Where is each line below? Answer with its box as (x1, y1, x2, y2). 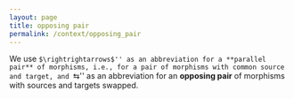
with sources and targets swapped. (9, 80, 139, 91)
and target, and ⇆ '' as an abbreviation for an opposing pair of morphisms (9, 71, 285, 81)
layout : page (9, 12, 58, 22)
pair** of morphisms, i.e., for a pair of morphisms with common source (9, 63, 285, 72)
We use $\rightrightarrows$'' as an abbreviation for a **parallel (9, 54, 267, 65)
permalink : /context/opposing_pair (9, 29, 142, 38)
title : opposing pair (9, 21, 90, 30)
